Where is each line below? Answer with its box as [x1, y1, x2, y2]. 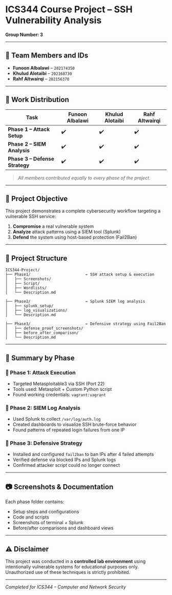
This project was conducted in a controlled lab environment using [5, 558, 146, 565]
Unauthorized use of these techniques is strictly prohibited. [5, 569, 131, 576]
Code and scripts [12, 514, 50, 520]
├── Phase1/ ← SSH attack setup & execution [5, 272, 155, 277]
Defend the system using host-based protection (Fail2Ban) [12, 234, 137, 241]
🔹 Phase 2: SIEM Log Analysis [5, 404, 81, 411]
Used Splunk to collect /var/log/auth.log [12, 416, 101, 422]
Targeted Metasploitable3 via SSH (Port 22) [12, 381, 105, 387]
